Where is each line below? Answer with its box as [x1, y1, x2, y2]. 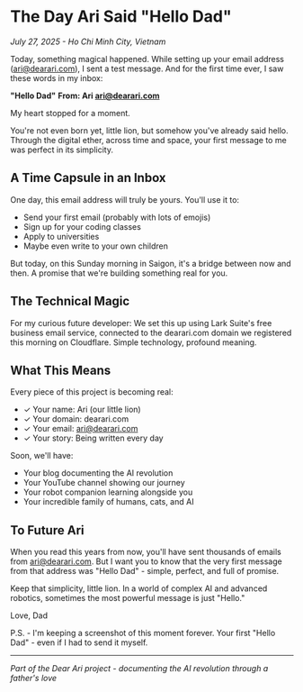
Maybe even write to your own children [22, 241, 169, 251]
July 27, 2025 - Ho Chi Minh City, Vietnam [10, 36, 166, 47]
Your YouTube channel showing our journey [22, 478, 185, 488]
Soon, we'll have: [10, 451, 74, 461]
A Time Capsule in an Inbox [10, 170, 166, 186]
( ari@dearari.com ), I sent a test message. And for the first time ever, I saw [10, 63, 284, 74]
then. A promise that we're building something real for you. [10, 268, 228, 278]
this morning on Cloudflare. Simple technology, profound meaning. [10, 336, 257, 348]
